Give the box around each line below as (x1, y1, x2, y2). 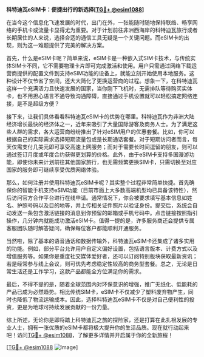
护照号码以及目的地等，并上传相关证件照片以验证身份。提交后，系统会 (16, 202, 192, 209)
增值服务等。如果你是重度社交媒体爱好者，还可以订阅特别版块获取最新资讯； (6, 253, 198, 260)
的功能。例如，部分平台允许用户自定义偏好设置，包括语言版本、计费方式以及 (6, 245, 198, 252)
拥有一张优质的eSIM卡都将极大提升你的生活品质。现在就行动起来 (27, 324, 189, 331)
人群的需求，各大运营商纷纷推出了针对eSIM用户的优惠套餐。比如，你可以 (11, 128, 195, 135)
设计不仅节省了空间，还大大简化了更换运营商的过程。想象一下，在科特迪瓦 (11, 77, 198, 84)
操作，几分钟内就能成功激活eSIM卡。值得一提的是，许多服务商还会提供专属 (6, 217, 195, 224)
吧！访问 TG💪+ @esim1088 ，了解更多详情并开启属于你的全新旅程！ (6, 331, 174, 339)
